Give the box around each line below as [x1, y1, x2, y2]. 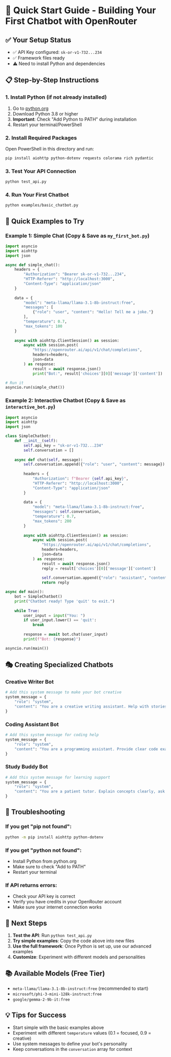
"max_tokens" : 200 [32, 518, 72, 523]
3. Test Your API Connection [5, 167, 76, 174]
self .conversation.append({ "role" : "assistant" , [41, 575, 147, 580]
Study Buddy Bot [5, 763, 48, 770]
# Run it [5, 380, 24, 386]
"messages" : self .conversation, [32, 509, 101, 514]
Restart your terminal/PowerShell [12, 122, 82, 128]
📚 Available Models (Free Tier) [5, 969, 105, 978]
